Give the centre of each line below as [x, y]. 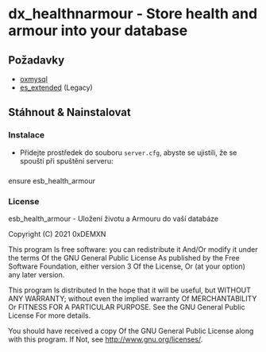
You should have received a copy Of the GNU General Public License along [131, 331]
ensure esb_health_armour [52, 180]
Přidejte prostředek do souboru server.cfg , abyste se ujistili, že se [128, 153]
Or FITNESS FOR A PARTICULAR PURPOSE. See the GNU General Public [127, 307]
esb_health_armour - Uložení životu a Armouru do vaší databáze [114, 219]
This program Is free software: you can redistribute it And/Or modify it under [133, 249]
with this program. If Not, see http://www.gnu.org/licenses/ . [106, 339]
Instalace [27, 135]
